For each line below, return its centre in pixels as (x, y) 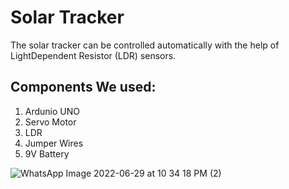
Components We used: (83, 87)
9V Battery (47, 153)
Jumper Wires (54, 143)
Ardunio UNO (52, 111)
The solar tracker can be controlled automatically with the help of (145, 45)
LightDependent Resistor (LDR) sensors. (93, 55)
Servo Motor (50, 122)
